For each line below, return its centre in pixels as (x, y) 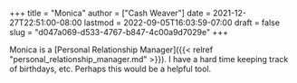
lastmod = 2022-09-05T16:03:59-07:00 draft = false (182, 23)
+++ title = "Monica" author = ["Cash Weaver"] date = (110, 13)
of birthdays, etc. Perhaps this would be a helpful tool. (110, 69)
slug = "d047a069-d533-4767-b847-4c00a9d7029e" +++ (119, 32)
